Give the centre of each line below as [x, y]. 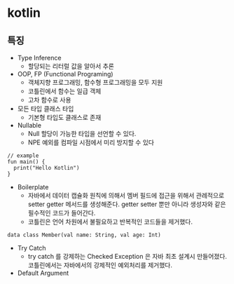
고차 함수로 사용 [49, 100]
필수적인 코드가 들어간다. [62, 213]
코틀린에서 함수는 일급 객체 [64, 91]
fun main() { [26, 162]
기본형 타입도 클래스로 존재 [64, 117]
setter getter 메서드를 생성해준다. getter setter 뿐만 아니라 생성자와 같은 [127, 204]
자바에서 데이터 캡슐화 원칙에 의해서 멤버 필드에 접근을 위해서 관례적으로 [126, 195]
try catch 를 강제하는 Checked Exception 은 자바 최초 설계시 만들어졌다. [128, 256]
